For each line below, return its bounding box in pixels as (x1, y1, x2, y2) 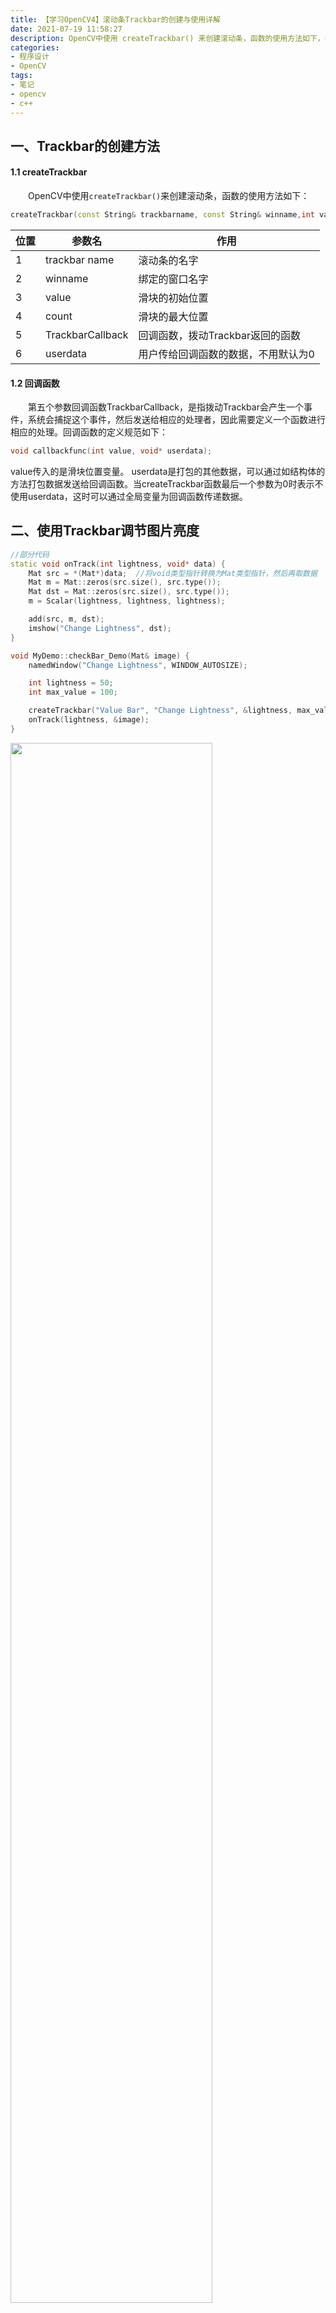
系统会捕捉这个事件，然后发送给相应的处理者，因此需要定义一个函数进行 (27, 414, 326, 426)
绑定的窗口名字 (138, 272, 209, 286)
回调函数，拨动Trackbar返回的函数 (138, 328, 301, 342)
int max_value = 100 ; (28, 687, 118, 698)
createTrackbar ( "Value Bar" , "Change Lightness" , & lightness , (28, 706, 293, 716)
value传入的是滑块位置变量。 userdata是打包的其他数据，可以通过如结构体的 (10, 466, 326, 478)
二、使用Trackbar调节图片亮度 (10, 522, 200, 540)
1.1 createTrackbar (10, 166, 88, 178)
